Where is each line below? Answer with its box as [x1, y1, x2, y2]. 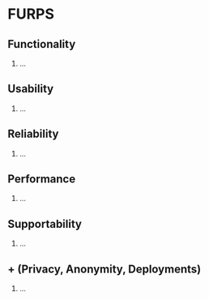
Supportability [7, 216, 83, 231]
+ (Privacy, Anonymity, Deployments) [7, 262, 202, 276]
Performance [7, 172, 76, 186]
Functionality [7, 37, 76, 51]
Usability [7, 82, 54, 96]
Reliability [7, 127, 59, 141]
